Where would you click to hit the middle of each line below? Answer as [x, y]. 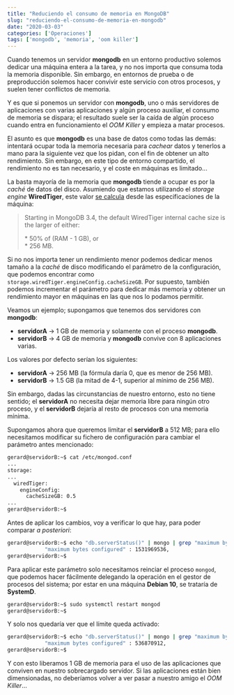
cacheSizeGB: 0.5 [51, 497]
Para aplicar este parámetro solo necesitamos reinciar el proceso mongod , [112, 569]
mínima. [18, 416]
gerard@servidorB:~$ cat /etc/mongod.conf [70, 458]
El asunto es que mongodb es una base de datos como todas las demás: [112, 139]
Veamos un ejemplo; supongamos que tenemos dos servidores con [104, 310]
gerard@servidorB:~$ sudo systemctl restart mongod [84, 604]
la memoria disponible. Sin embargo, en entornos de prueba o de [101, 75]
